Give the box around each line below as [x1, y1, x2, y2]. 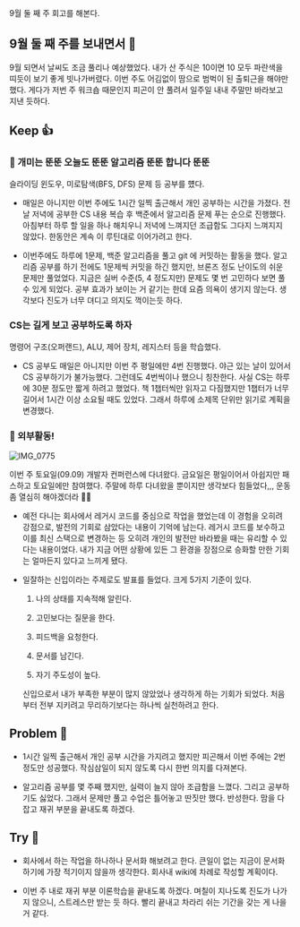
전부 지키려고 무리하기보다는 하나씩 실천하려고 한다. [39, 700, 219, 710]
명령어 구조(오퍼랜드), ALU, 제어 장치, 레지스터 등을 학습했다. [9, 341, 221, 352]
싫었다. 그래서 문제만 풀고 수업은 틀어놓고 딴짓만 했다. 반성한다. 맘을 [39, 792, 276, 803]
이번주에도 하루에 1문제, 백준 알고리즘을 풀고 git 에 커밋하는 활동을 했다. [21, 250, 271, 261]
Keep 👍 [9, 124, 54, 139]
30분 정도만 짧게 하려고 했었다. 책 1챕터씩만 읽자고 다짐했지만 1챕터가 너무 [31, 382, 289, 393]
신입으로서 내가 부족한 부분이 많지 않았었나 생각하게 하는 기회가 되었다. [21, 689, 269, 700]
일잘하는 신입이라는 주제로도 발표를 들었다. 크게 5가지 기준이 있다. [21, 574, 253, 585]
